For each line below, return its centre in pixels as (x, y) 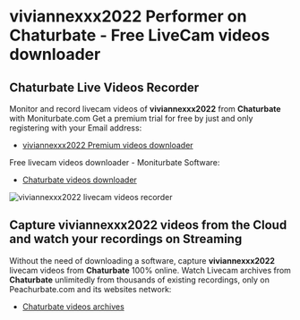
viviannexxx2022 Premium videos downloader (108, 145)
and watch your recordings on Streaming (126, 239)
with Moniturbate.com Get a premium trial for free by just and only (131, 118)
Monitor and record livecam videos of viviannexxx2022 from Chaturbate (145, 109)
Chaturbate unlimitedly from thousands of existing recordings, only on (140, 280)
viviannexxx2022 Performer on (128, 17)
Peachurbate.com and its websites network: (90, 289)
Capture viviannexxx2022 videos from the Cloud (148, 225)
